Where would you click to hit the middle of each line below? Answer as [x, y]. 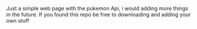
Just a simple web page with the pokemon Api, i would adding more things [97, 8]
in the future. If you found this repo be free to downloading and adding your [99, 14]
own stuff [18, 21]
